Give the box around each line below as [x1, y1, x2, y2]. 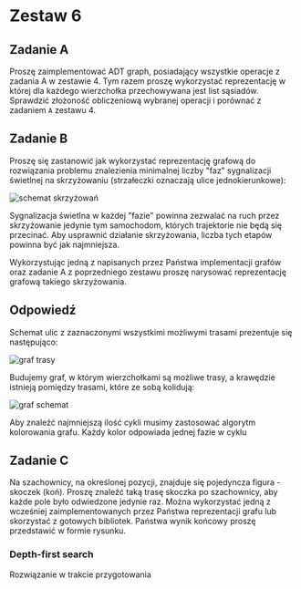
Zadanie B [9, 131, 68, 147]
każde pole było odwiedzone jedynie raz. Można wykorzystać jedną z [9, 496, 272, 507]
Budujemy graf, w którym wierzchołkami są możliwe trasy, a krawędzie [9, 371, 275, 383]
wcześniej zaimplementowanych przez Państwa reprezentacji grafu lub [9, 506, 276, 517]
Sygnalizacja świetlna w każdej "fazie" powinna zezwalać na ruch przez [9, 210, 280, 221]
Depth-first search [9, 548, 94, 561]
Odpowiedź [9, 303, 77, 318]
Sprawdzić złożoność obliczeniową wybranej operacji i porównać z [9, 95, 262, 106]
